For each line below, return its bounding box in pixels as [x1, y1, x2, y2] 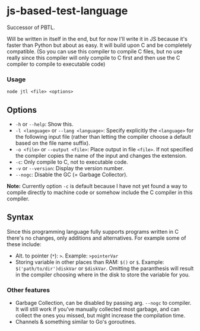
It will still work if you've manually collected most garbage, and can [15, 305, 180, 313]
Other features [7, 286, 50, 294]
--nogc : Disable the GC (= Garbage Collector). [15, 171, 128, 179]
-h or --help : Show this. [15, 120, 74, 128]
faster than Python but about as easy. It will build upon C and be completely [7, 42, 192, 49]
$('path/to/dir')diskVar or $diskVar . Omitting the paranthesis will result [15, 265, 194, 272]
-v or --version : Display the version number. [15, 165, 124, 172]
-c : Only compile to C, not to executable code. [15, 158, 128, 165]
